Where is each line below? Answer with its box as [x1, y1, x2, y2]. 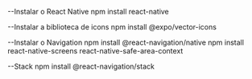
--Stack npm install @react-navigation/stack [7, 61, 155, 71]
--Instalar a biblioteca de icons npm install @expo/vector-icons [7, 22, 217, 31]
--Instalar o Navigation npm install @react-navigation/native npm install [7, 38, 245, 47]
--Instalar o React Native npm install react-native [7, 7, 170, 16]
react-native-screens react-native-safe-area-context [7, 46, 184, 55]
